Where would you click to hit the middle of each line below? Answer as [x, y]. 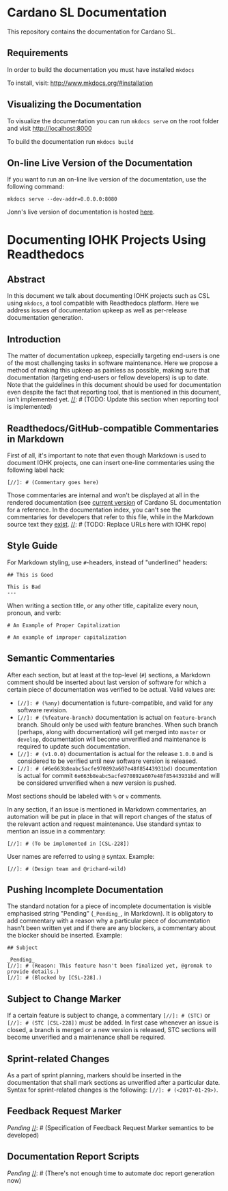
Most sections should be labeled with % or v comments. [85, 796]
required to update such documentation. [74, 746]
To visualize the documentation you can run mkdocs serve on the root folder [113, 121]
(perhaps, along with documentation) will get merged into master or [111, 731]
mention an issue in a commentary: [56, 831]
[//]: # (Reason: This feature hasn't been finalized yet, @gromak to [110, 966]
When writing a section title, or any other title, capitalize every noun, [103, 605]
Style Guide [32, 546]
